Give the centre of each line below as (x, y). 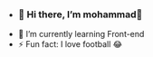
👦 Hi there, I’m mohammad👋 (80, 14)
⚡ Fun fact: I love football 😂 (70, 44)
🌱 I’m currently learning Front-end (81, 34)
